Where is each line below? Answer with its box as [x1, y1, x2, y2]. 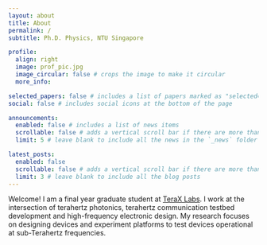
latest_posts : [8, 150, 56, 158]
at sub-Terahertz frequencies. [8, 228, 106, 238]
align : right [15, 56, 59, 64]
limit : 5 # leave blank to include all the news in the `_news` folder [15, 136, 258, 144]
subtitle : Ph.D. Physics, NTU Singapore [8, 33, 145, 42]
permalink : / [8, 26, 52, 34]
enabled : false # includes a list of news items [15, 121, 180, 130]
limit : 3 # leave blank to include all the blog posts [15, 173, 201, 181]
